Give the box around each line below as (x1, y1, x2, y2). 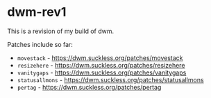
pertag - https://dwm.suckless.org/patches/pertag (17, 83, 162, 91)
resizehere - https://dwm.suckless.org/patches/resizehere (17, 61, 185, 69)
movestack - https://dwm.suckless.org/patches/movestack (17, 53, 183, 62)
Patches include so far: (7, 40, 73, 48)
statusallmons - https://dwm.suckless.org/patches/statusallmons (17, 75, 204, 84)
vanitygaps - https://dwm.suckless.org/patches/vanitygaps (17, 68, 187, 77)
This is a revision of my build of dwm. (7, 27, 115, 35)
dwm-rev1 (7, 4, 67, 20)
